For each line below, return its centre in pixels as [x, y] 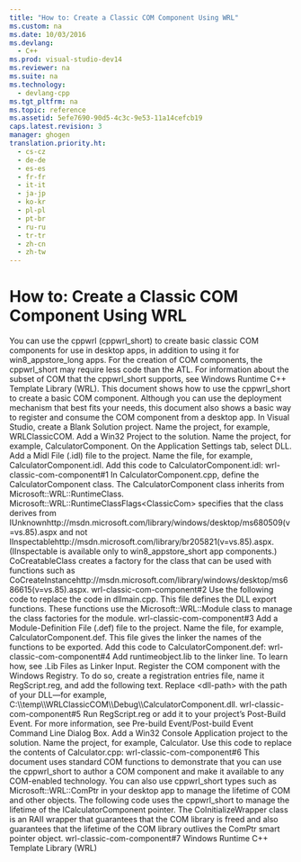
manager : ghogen [40, 135]
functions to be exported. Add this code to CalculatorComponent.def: [138, 647]
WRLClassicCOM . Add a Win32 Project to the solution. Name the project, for [150, 437]
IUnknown [28, 522]
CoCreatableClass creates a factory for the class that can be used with [141, 561]
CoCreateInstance [43, 580]
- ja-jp [32, 194]
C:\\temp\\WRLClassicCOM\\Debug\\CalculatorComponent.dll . [124, 704]
